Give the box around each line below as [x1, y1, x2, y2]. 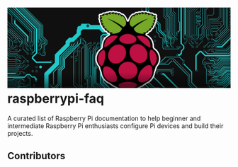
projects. [7, 129, 33, 138]
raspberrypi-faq [7, 91, 105, 107]
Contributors [7, 149, 66, 162]
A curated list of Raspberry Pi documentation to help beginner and [7, 114, 201, 123]
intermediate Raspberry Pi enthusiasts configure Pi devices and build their [7, 122, 224, 130]
